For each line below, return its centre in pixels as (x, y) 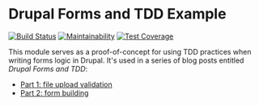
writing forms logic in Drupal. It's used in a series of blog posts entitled (126, 60)
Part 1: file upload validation (66, 84)
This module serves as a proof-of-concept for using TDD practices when (130, 51)
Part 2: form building (54, 92)
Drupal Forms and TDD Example (117, 14)
